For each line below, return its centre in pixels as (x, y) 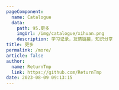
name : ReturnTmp (31, 67)
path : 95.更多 (33, 28)
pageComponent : (25, 12)
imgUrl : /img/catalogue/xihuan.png (61, 34)
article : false (25, 56)
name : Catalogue (31, 17)
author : (16, 61)
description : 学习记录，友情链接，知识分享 (65, 39)
